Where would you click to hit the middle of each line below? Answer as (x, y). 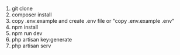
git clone (22, 8)
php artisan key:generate (42, 39)
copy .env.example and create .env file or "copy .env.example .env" (93, 21)
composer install (32, 15)
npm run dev (27, 33)
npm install (25, 27)
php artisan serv (31, 46)
